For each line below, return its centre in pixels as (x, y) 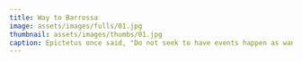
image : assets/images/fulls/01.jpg (76, 26)
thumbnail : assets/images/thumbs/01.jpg (86, 34)
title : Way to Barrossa (54, 17)
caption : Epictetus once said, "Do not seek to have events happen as (144, 43)
